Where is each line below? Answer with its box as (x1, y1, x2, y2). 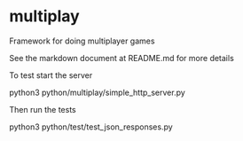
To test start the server (9, 69, 93, 81)
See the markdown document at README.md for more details (9, 52, 235, 63)
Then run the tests (9, 104, 77, 114)
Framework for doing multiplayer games (9, 35, 155, 46)
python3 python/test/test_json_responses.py (9, 121, 173, 132)
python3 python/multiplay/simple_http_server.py (9, 87, 186, 98)
